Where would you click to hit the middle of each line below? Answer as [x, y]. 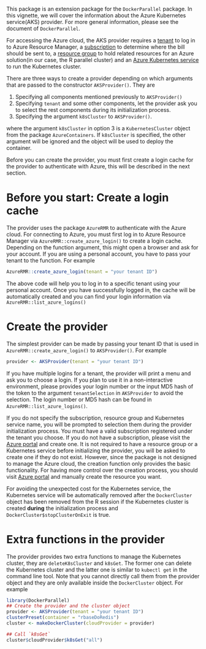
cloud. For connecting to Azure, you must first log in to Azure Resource [96, 234]
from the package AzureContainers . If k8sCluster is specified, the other [96, 135]
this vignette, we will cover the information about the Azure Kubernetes [96, 15]
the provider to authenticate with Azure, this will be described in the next [98, 166]
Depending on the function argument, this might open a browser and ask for [102, 247]
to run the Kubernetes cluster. [44, 66]
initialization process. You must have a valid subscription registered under [100, 431]
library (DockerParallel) [38, 600]
